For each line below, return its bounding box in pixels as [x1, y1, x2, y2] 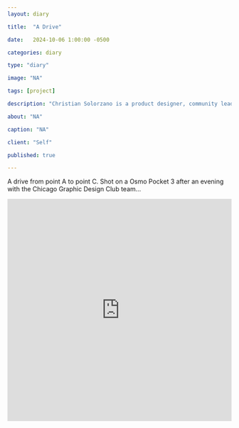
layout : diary [7, 10, 50, 18]
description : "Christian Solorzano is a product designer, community [7, 100, 218, 107]
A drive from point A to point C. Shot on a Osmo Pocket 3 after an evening [7, 177, 224, 186]
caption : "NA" [7, 126, 50, 133]
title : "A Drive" [7, 23, 62, 31]
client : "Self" [7, 139, 53, 146]
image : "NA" [7, 75, 43, 82]
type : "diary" [7, 62, 50, 69]
